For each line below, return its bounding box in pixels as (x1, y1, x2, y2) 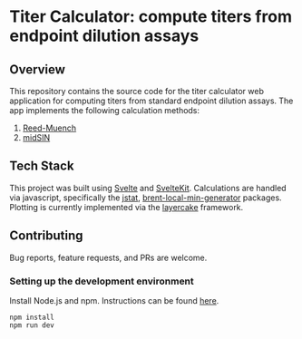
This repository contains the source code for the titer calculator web (9, 86, 265, 96)
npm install (9, 313, 54, 322)
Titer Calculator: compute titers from (9, 6, 293, 27)
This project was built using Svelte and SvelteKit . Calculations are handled (9, 182, 287, 193)
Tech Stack (9, 159, 74, 174)
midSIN (22, 132, 51, 142)
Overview (9, 62, 66, 77)
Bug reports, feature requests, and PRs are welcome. (9, 252, 208, 263)
